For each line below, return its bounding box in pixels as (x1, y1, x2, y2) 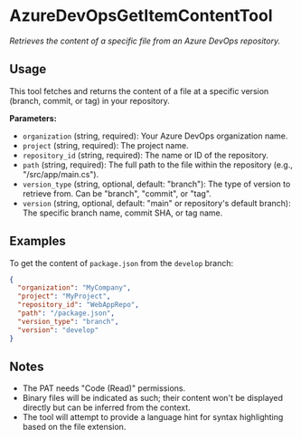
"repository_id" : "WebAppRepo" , (17, 301, 140, 310)
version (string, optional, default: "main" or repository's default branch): (22, 197, 291, 208)
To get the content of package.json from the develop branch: (9, 257, 234, 268)
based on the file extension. (22, 422, 127, 433)
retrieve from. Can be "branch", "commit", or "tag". (22, 187, 212, 199)
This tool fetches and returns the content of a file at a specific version (9, 85, 269, 96)
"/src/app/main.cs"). (22, 168, 99, 179)
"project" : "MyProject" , (17, 291, 111, 301)
